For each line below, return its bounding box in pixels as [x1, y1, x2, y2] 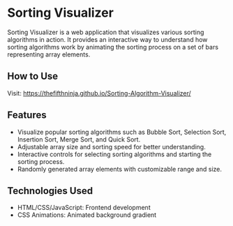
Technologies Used [7, 185, 93, 197]
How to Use [7, 70, 59, 82]
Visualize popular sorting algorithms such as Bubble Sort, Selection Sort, [17, 128, 227, 136]
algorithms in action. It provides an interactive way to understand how [7, 35, 208, 43]
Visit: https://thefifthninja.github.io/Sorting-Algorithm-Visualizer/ [7, 89, 192, 97]
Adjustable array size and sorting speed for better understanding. [17, 142, 206, 151]
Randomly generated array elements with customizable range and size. [17, 165, 222, 173]
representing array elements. [7, 50, 91, 59]
